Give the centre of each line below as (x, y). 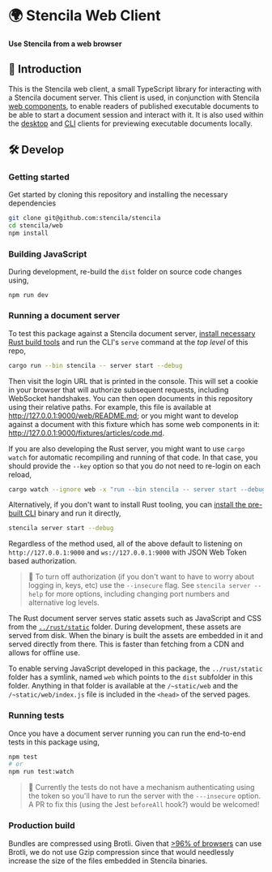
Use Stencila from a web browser (65, 43)
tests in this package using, (54, 742)
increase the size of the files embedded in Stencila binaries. (108, 861)
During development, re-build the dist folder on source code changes (125, 272)
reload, (20, 474)
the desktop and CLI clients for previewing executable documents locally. (131, 123)
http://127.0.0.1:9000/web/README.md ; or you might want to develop (123, 416)
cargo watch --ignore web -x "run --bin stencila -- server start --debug (137, 489)
